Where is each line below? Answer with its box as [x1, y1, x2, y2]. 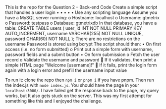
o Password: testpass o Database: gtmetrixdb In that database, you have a [5, 20, 157, 26]
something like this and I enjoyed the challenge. [5, 98, 103, 104]
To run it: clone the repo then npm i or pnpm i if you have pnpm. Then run [5, 77, 155, 83]
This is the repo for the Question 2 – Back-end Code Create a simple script [5, 4, 158, 10]
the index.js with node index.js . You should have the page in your [5, 82, 140, 88]
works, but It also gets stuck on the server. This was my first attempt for [5, 93, 152, 99]
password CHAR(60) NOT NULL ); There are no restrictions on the [5, 36, 140, 42]
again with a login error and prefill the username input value [5, 67, 127, 73]
